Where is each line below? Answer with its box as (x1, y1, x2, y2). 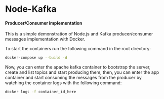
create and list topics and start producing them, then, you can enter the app (5, 69, 159, 75)
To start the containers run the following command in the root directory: (5, 46, 151, 52)
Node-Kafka (5, 3, 57, 15)
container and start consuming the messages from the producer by (5, 75, 142, 81)
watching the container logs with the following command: (5, 80, 122, 86)
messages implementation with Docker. (5, 36, 85, 42)
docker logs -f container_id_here (5, 90, 77, 95)
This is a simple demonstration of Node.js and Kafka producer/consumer (5, 31, 153, 37)
